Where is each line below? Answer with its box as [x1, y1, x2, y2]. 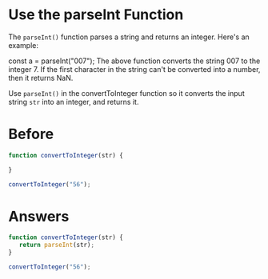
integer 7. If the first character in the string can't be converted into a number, [8, 64, 261, 74]
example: [8, 40, 38, 50]
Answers [8, 207, 70, 225]
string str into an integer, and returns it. [8, 97, 139, 106]
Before [8, 126, 54, 143]
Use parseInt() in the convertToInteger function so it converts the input [8, 88, 246, 98]
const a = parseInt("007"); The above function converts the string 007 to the [8, 56, 261, 66]
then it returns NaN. [8, 73, 74, 82]
